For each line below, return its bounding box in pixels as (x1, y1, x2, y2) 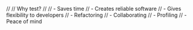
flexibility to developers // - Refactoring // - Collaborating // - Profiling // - (6, 11, 187, 19)
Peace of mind (6, 18, 43, 25)
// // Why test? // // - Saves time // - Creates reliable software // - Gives (6, 5, 182, 12)
